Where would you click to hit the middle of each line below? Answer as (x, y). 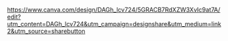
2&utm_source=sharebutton (46, 31)
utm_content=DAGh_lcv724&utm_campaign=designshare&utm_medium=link (114, 24)
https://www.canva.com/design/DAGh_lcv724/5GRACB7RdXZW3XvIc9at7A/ (114, 10)
